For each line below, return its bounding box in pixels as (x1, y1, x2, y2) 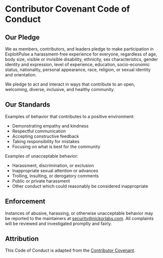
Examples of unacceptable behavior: (5, 153, 79, 159)
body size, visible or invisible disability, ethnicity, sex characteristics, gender (5, 56, 158, 62)
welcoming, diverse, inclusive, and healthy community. (5, 87, 115, 92)
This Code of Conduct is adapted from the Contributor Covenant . (5, 247, 135, 254)
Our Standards (5, 101, 51, 109)
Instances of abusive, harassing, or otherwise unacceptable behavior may (5, 210, 153, 216)
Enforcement (5, 197, 45, 205)
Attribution (5, 235, 39, 243)
